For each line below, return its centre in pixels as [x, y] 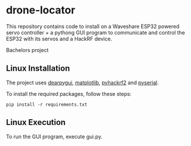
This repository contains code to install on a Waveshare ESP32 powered [93, 26]
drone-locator [41, 10]
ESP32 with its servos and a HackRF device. [59, 39]
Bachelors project [27, 50]
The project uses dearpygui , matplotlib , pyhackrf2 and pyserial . [82, 82]
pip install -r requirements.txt [47, 105]
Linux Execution [36, 122]
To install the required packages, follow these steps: [69, 93]
